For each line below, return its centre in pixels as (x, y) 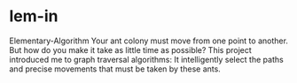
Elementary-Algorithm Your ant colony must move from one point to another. (148, 41)
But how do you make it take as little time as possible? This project (131, 49)
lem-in (34, 16)
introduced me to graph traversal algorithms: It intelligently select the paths (146, 59)
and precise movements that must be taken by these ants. (115, 69)
